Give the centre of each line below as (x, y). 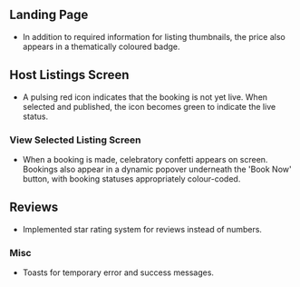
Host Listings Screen (69, 75)
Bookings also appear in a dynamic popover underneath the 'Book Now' (157, 169)
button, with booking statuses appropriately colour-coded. (131, 178)
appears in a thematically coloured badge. (101, 46)
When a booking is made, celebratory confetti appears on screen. (145, 159)
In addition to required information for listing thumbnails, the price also (154, 36)
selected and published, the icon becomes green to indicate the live (149, 106)
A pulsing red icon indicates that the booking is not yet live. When (145, 97)
